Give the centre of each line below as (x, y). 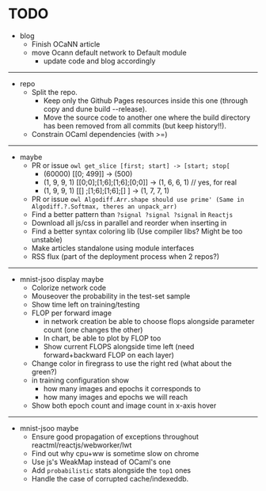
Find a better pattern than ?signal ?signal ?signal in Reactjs (132, 214)
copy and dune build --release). (95, 108)
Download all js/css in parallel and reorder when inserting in (129, 223)
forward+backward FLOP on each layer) (108, 355)
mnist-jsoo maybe (49, 428)
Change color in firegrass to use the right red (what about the (131, 363)
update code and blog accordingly (99, 61)
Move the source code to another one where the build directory (147, 117)
